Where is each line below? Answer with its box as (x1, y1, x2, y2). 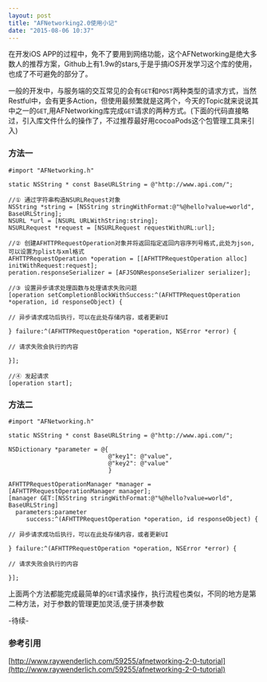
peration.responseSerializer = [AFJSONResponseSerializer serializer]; (8, 268, 251, 276)
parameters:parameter (15, 508, 88, 516)
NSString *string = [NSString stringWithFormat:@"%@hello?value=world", (8, 202, 255, 211)
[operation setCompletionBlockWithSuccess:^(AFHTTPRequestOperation (8, 291, 241, 299)
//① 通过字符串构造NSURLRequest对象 (8, 196, 121, 204)
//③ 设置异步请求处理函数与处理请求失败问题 (8, 284, 138, 292)
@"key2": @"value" (108, 459, 170, 467)
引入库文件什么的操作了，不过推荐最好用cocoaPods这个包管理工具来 (22, 116, 249, 126)
